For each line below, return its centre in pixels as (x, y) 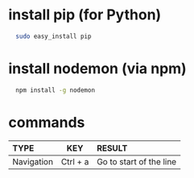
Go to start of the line (136, 161)
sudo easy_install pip (54, 36)
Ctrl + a (75, 161)
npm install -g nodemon (55, 90)
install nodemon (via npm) (97, 68)
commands (47, 122)
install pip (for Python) (85, 15)
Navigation (33, 161)
